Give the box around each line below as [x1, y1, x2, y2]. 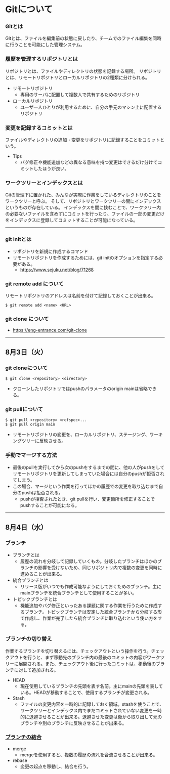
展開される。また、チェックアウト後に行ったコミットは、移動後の [18, 660, 156, 667]
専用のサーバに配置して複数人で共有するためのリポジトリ [20, 91, 140, 98]
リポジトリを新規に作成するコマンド [12, 248, 89, 254]
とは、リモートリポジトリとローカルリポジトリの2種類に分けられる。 [5, 74, 150, 80]
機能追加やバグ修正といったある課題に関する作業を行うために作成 [20, 603, 158, 609]
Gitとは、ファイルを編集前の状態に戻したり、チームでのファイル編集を [5, 35, 153, 41]
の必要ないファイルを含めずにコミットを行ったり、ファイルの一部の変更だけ [5, 211, 165, 217]
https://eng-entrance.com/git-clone [12, 327, 88, 333]
